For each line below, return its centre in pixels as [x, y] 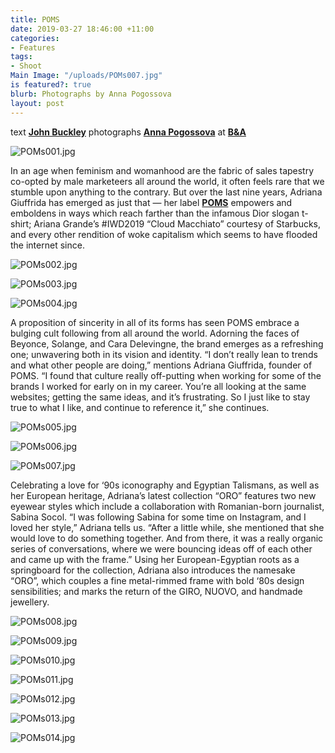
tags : [21, 57]
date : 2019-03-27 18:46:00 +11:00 [82, 29]
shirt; [21, 223]
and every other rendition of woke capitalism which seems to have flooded [164, 234]
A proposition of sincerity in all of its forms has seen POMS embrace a [155, 322]
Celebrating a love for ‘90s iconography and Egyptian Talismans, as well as [165, 485]
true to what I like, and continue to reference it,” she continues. [140, 407]
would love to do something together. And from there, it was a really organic [167, 538]
